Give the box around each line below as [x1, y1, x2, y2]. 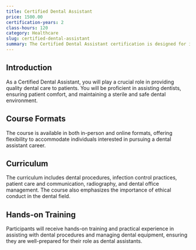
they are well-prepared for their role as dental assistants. [6, 238, 143, 245]
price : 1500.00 [6, 14, 43, 20]
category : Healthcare [6, 30, 59, 36]
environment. [6, 97, 38, 104]
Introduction [6, 62, 52, 73]
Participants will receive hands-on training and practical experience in [6, 225, 174, 232]
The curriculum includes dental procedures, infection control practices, [6, 174, 177, 181]
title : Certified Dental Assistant [6, 8, 93, 15]
